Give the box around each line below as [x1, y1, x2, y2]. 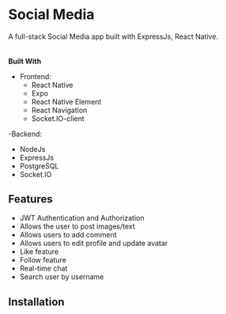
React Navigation [31, 105, 88, 115]
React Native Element [31, 96, 102, 106]
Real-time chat [19, 263, 68, 274]
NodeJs [19, 144, 46, 153]
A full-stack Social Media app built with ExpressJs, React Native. [8, 32, 219, 41]
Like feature [19, 247, 59, 256]
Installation [8, 295, 65, 308]
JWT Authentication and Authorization [19, 214, 145, 223]
